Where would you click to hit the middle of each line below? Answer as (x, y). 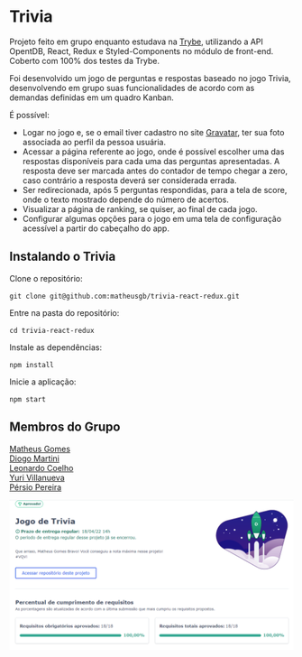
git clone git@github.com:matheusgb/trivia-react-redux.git (125, 296)
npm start (28, 399)
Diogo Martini (35, 458)
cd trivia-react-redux (52, 330)
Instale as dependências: (56, 347)
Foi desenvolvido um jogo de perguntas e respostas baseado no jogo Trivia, (150, 78)
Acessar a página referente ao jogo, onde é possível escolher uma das (153, 152)
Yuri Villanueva (37, 477)
